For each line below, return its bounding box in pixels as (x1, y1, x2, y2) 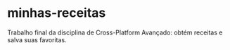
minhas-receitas (7, 5, 106, 21)
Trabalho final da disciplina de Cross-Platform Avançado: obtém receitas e (7, 28, 223, 37)
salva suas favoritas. (7, 35, 67, 44)
